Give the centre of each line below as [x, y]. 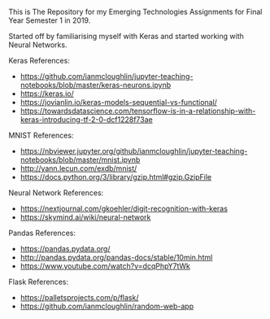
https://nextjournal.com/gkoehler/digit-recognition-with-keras [124, 208]
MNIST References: [41, 135]
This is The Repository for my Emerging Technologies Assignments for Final [135, 12]
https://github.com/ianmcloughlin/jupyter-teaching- [107, 76]
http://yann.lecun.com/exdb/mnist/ [78, 168]
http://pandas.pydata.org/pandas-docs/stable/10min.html [116, 257]
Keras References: [39, 61]
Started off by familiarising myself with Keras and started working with [126, 36]
